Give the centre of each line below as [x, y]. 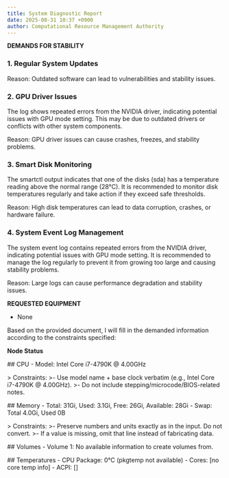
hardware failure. [31, 215]
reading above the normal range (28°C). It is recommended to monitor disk [112, 187]
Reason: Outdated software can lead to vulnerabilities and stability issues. [111, 78]
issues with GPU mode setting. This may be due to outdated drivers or [106, 118]
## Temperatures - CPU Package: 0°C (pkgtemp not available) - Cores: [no [113, 460]
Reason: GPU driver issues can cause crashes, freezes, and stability [104, 139]
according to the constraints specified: [62, 337]
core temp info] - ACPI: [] [43, 467]
